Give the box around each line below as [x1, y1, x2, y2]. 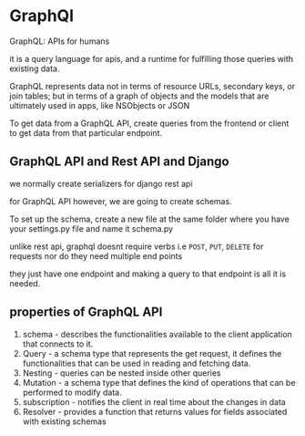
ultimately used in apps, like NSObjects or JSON [9, 99, 190, 110]
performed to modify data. [22, 387, 122, 398]
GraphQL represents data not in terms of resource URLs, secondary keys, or [9, 80, 296, 91]
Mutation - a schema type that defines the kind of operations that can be [22, 377, 296, 388]
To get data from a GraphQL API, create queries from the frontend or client [9, 118, 290, 129]
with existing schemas [22, 416, 107, 427]
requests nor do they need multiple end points [9, 250, 183, 261]
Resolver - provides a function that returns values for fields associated [22, 406, 288, 417]
